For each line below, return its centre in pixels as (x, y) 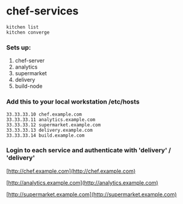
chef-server (30, 61)
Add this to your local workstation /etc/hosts (73, 102)
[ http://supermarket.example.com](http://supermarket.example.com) (91, 194)
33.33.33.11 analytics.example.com (51, 119)
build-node (29, 86)
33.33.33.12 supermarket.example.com (54, 125)
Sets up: (19, 48)
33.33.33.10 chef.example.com (44, 114)
